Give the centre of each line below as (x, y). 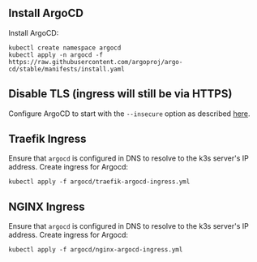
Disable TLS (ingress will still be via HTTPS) (120, 94)
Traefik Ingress (47, 139)
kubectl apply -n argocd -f (56, 55)
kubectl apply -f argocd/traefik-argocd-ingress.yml (99, 182)
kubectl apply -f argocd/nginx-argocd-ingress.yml (96, 250)
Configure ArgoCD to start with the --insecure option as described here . (129, 114)
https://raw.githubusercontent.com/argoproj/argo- (96, 62)
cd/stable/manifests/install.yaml (67, 69)
